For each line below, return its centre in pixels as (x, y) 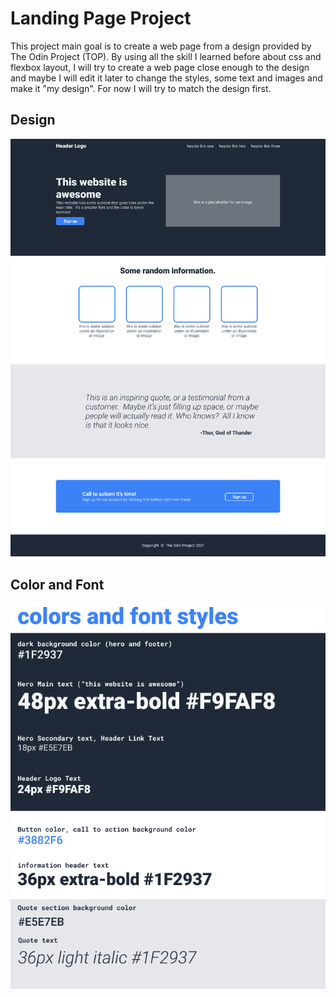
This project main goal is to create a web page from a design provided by (161, 46)
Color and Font (57, 584)
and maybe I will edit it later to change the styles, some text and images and (166, 78)
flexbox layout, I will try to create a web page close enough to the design (160, 67)
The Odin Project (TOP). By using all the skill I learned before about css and (166, 56)
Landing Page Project (101, 18)
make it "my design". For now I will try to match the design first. (141, 88)
